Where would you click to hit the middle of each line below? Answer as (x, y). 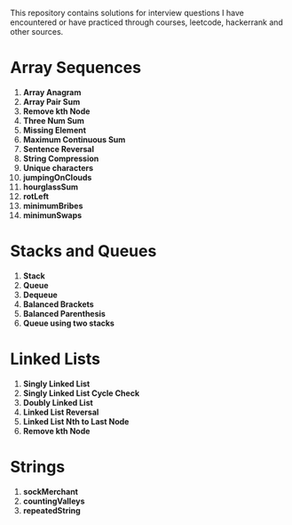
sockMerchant (51, 491)
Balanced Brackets (58, 304)
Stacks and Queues (83, 251)
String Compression (61, 158)
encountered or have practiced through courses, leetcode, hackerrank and (146, 22)
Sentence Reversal (59, 149)
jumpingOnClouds (57, 177)
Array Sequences (75, 68)
